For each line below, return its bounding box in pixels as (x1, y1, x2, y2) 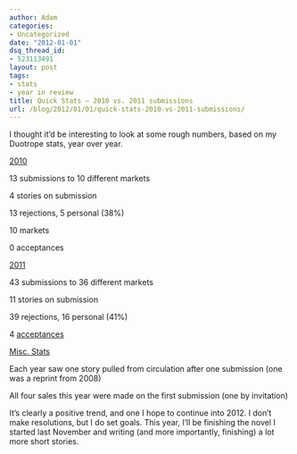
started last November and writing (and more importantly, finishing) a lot (9, 426, 275, 438)
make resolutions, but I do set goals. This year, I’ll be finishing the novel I (9, 417, 276, 428)
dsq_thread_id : (9, 46, 66, 55)
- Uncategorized (9, 29, 70, 38)
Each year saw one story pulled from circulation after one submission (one (9, 364, 283, 374)
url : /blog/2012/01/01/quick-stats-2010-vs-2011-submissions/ (9, 105, 245, 113)
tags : (9, 71, 29, 80)
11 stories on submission (9, 294, 99, 305)
